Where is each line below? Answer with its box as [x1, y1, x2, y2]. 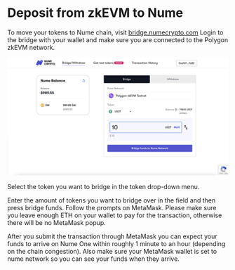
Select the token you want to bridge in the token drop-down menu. [7, 182, 200, 191]
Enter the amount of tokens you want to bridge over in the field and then [7, 195, 216, 205]
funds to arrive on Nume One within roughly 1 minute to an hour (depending [7, 239, 226, 247]
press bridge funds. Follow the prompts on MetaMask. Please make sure [7, 203, 217, 212]
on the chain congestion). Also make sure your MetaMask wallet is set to [7, 247, 217, 255]
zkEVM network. [7, 43, 55, 51]
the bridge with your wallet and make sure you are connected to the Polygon [7, 35, 229, 44]
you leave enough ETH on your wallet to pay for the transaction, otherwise [7, 211, 222, 219]
